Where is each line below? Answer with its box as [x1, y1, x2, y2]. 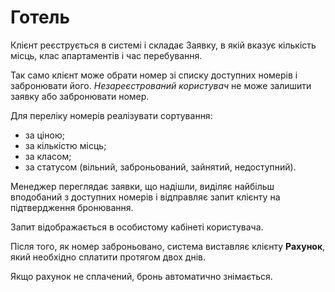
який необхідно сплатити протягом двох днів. [10, 251, 207, 263]
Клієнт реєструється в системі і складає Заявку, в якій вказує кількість [10, 39, 317, 51]
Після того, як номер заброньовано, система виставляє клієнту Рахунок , [10, 240, 326, 252]
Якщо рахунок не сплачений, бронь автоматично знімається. [10, 270, 273, 282]
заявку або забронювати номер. [10, 90, 150, 102]
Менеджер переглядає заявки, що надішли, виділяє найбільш [10, 180, 275, 192]
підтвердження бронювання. [10, 201, 134, 213]
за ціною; [24, 129, 65, 141]
